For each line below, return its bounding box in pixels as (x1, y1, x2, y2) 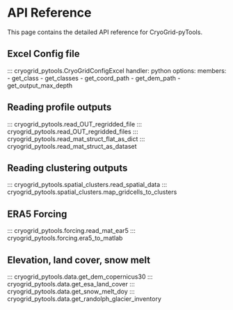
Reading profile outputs (7, 101, 112, 113)
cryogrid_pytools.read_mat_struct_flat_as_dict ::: (7, 134, 145, 143)
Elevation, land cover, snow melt (7, 254, 151, 266)
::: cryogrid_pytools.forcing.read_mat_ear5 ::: (7, 227, 136, 235)
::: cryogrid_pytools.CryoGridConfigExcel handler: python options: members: (7, 66, 227, 74)
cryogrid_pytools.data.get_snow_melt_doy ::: (7, 287, 136, 295)
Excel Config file (7, 48, 80, 60)
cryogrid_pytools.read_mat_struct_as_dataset (7, 142, 137, 150)
